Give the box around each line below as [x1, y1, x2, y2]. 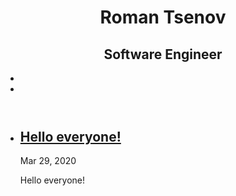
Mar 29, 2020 [19, 155, 77, 167]
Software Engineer [103, 46, 223, 63]
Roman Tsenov [99, 6, 227, 29]
